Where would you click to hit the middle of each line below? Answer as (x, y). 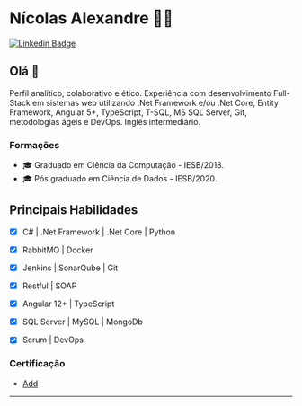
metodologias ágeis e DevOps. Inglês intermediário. (105, 121)
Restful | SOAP (49, 286)
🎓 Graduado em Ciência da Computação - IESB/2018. (123, 165)
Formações (35, 145)
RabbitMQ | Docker (58, 250)
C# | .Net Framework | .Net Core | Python (99, 232)
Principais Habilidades (74, 210)
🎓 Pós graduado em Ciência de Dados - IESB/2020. (120, 179)
